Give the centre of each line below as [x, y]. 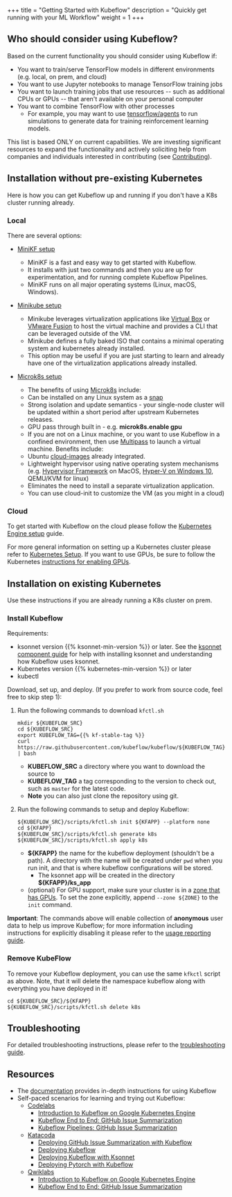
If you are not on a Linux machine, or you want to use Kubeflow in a [124, 434]
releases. [41, 419]
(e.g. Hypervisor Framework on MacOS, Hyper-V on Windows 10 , [120, 470]
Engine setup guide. [36, 534]
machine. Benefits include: [65, 449]
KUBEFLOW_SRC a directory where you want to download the [116, 767]
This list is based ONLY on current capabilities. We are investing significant [114, 142]
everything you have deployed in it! [57, 988]
